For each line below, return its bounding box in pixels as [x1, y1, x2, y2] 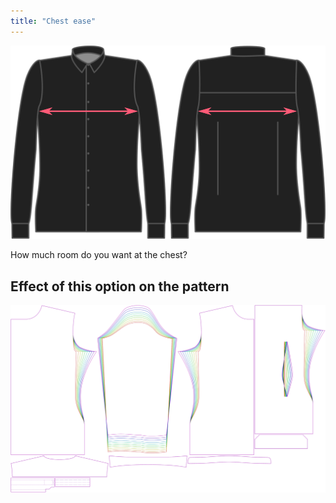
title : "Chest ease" [10, 16, 97, 26]
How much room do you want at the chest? [10, 249, 188, 261]
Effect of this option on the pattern [10, 278, 230, 295]
